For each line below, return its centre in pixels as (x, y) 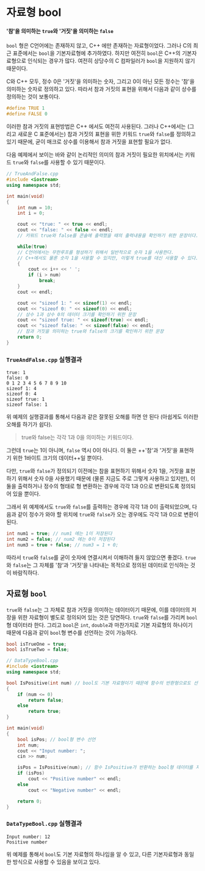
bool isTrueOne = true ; (37, 644)
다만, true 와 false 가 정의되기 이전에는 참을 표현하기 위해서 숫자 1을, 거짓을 (95, 471)
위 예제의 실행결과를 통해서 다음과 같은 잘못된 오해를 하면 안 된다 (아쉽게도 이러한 (103, 417)
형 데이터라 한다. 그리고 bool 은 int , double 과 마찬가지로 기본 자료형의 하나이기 (100, 625)
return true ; (45, 712)
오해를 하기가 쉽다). (30, 424)
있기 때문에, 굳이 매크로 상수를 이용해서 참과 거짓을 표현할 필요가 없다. (89, 142)
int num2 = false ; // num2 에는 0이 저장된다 (61, 539)
